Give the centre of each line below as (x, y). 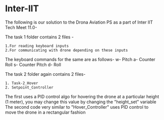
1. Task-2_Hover (22, 83)
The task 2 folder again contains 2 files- (45, 74)
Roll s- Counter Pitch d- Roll (33, 64)
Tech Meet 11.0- (21, 27)
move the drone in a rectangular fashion (45, 112)
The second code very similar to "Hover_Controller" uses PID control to (77, 107)
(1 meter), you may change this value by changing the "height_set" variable (81, 102)
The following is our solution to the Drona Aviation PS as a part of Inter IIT (79, 22)
